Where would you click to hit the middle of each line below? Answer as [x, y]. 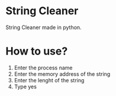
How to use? [37, 51]
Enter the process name [43, 68]
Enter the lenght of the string [49, 80]
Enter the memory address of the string [62, 74]
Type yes [25, 87]
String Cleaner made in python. [43, 27]
